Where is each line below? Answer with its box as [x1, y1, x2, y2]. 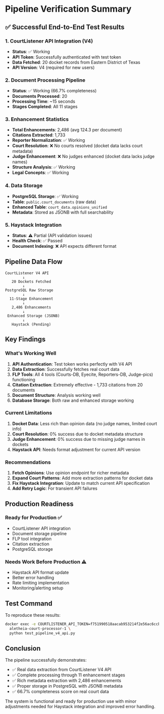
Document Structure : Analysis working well [12, 392, 101, 398]
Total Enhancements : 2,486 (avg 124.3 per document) [12, 127, 123, 133]
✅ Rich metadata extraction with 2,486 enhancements [12, 678, 122, 684]
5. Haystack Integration [5, 221, 62, 228]
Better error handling [12, 575, 55, 581]
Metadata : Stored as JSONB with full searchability [12, 209, 114, 215]
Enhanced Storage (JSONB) [7, 313, 60, 318]
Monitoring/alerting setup [12, 585, 63, 591]
